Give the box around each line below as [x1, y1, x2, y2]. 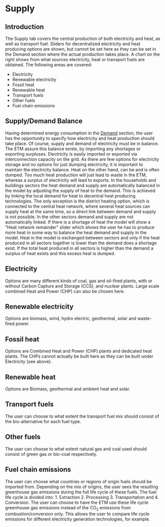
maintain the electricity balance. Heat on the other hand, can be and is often [5, 166, 160, 172]
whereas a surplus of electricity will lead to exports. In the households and [5, 177, 156, 183]
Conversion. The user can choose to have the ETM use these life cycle [5, 499, 149, 505]
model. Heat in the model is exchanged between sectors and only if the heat [5, 234, 160, 240]
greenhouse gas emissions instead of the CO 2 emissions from [5, 504, 131, 512]
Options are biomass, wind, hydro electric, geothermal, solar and [5, 316, 136, 322]
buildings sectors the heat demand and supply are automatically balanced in [5, 182, 160, 188]
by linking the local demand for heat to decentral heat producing [5, 193, 136, 198]
